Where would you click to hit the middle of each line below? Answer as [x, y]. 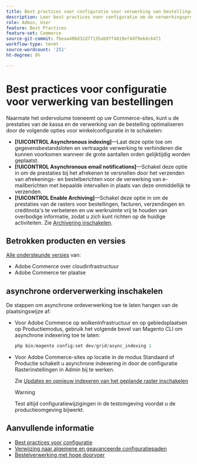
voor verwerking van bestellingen [90, 102]
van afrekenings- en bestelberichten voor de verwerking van [88, 179]
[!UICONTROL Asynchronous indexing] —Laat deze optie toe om [93, 142]
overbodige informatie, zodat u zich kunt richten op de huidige [90, 216]
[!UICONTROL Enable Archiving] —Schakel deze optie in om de [91, 197]
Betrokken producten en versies [66, 241]
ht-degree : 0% [23, 55]
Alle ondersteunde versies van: [43, 255]
